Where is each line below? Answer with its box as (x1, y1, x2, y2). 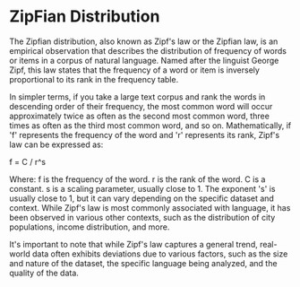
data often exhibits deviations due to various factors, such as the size (31, 248, 288, 259)
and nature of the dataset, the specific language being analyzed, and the (9, 257, 278, 268)
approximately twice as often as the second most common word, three (9, 110, 270, 121)
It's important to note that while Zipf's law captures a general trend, (9, 239, 258, 249)
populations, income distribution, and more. (9, 222, 170, 232)
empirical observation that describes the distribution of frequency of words (9, 45, 287, 56)
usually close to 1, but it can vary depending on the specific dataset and (9, 193, 275, 204)
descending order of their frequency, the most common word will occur (9, 100, 273, 111)
